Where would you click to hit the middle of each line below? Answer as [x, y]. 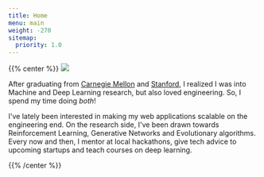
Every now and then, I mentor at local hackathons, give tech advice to [122, 142]
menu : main [26, 23]
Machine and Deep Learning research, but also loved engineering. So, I [125, 93]
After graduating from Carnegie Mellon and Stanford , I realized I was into [127, 84]
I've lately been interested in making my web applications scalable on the [128, 117]
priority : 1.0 [39, 45]
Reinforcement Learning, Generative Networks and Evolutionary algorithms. [132, 133]
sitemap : [23, 38]
